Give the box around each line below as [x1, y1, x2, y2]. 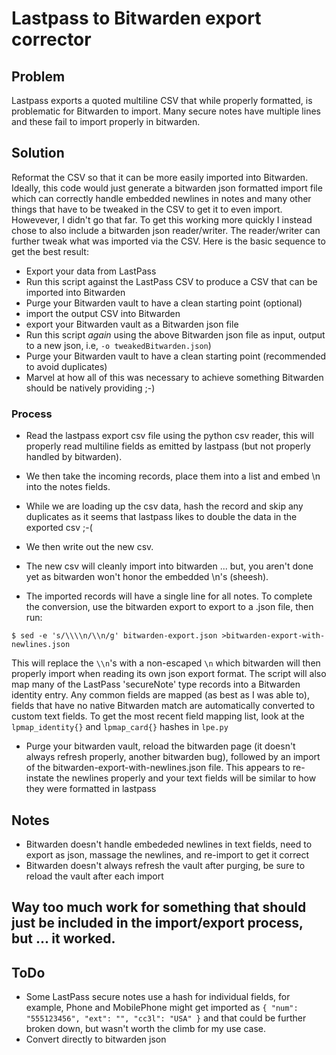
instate [25, 772, 54, 784]
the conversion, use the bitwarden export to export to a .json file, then [25, 601, 314, 613]
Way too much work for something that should [11, 899, 307, 916]
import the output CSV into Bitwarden [25, 307, 181, 319]
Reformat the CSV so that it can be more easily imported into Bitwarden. [11, 171, 309, 183]
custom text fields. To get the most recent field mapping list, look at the [11, 710, 305, 722]
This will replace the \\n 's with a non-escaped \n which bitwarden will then [11, 657, 321, 669]
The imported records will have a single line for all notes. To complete [25, 590, 313, 602]
